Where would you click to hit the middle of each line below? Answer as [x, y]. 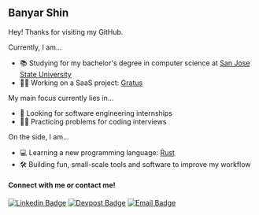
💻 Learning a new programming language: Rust [97, 152]
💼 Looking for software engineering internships [96, 113]
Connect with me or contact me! [62, 185]
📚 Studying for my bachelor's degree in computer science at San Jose [135, 63]
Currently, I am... [35, 47]
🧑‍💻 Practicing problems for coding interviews [93, 121]
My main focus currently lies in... [61, 98]
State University [46, 74]
